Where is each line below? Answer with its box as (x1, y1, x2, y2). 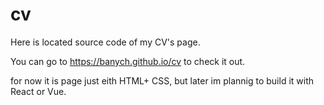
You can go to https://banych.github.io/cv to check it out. (10, 55, 246, 67)
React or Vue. (10, 85, 67, 97)
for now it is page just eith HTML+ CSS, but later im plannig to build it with (10, 74, 315, 87)
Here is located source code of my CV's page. (10, 36, 201, 48)
